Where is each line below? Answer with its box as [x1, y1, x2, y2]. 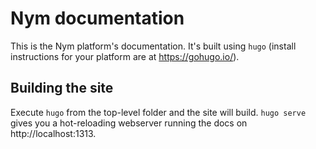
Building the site [10, 80, 114, 97]
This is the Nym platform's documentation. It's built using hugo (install [10, 40, 297, 52]
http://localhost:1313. [10, 127, 97, 139]
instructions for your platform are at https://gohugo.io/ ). [10, 50, 240, 62]
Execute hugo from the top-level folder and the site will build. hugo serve [10, 106, 307, 118]
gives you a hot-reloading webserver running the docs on [10, 117, 248, 129]
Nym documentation [10, 7, 185, 30]
